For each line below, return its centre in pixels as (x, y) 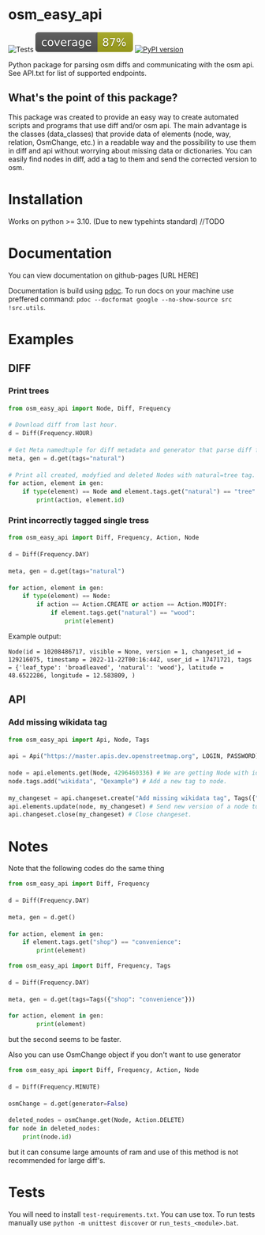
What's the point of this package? (93, 98)
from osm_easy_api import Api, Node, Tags (79, 740)
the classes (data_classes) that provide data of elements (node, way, (119, 134)
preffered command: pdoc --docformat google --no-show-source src (120, 299)
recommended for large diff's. (57, 1161)
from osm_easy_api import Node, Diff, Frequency (90, 408)
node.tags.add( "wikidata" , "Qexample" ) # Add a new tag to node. (118, 781)
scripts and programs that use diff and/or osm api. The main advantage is (127, 125)
